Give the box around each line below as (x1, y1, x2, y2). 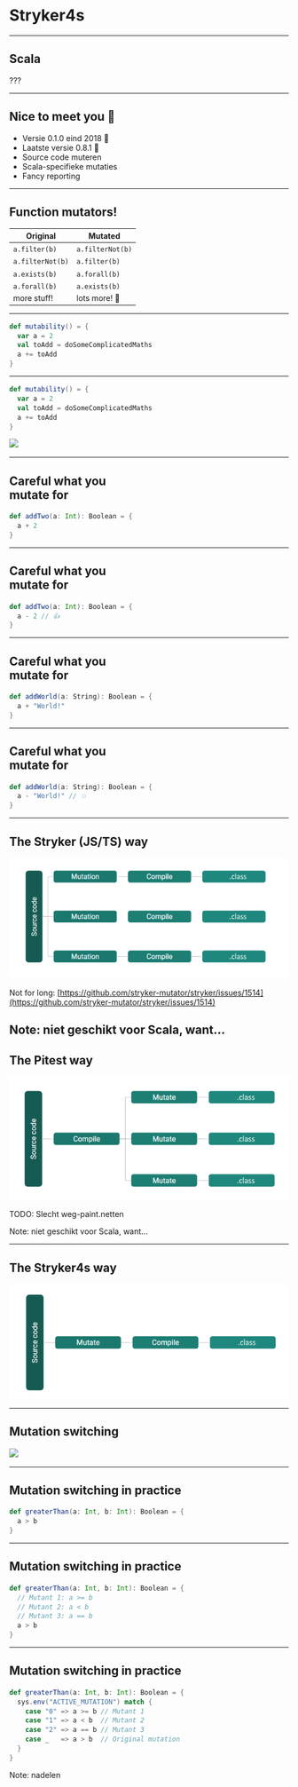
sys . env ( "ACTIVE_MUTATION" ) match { (17, 1697, 153, 1706)
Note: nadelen (9, 1769, 61, 1780)
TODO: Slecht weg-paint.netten (9, 1209, 124, 1220)
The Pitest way (9, 1053, 93, 1068)
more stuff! (12, 293, 53, 304)
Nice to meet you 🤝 (9, 109, 115, 124)
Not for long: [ (9, 987, 60, 999)
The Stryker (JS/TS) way (9, 834, 149, 849)
